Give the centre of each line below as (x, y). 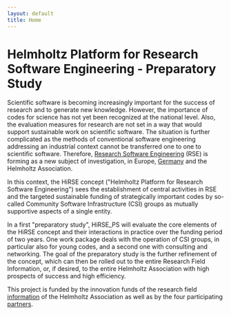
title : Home (24, 20)
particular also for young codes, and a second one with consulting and (108, 247)
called (16, 204)
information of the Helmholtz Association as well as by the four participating (115, 297)
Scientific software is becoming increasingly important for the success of (111, 103)
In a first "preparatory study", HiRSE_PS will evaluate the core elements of (112, 225)
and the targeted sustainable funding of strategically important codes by (110, 197)
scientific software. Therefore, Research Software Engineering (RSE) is (108, 154)
